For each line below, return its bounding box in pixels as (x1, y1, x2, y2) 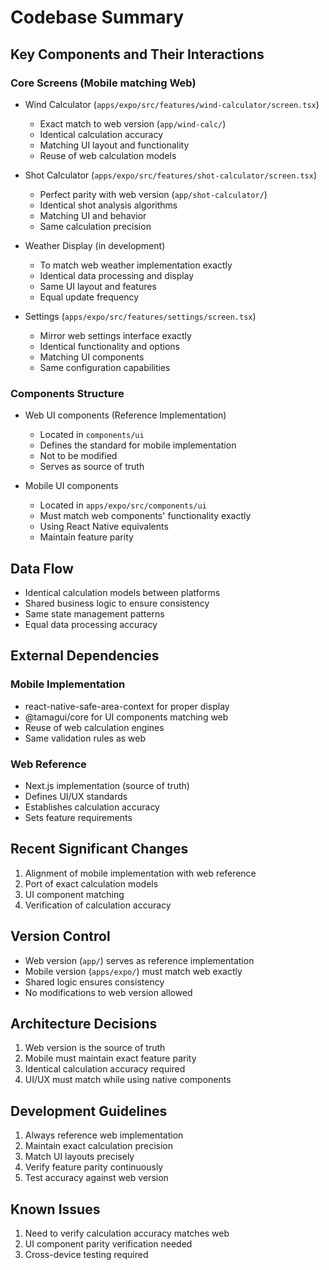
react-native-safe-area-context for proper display (24, 700, 230, 712)
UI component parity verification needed (24, 1238, 193, 1250)
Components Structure (10, 386, 125, 400)
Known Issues (10, 1201, 101, 1218)
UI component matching (24, 888, 125, 900)
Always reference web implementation (24, 1129, 184, 1141)
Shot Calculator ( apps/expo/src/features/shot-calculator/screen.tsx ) (24, 169, 318, 181)
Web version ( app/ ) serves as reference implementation (24, 954, 255, 966)
